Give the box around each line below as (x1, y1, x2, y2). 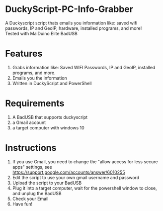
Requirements (5, 98, 65, 109)
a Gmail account (12, 119, 46, 125)
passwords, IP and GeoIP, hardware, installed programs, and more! (5, 25, 142, 31)
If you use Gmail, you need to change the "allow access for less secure (12, 158, 158, 165)
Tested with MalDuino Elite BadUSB (5, 30, 78, 36)
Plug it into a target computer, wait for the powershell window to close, (12, 185, 158, 191)
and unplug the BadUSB (12, 190, 62, 196)
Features (5, 48, 43, 59)
